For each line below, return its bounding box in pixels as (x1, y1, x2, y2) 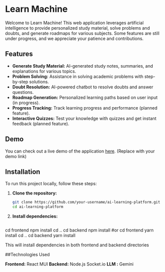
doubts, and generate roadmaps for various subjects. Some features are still (5, 30, 160, 36)
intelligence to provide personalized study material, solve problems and (5, 25, 150, 31)
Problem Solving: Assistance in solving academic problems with (12, 73, 144, 79)
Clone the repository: (12, 190, 57, 196)
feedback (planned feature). (12, 120, 69, 126)
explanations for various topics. (12, 68, 76, 74)
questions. (12, 89, 34, 95)
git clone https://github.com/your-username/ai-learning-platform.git (12, 200, 161, 205)
